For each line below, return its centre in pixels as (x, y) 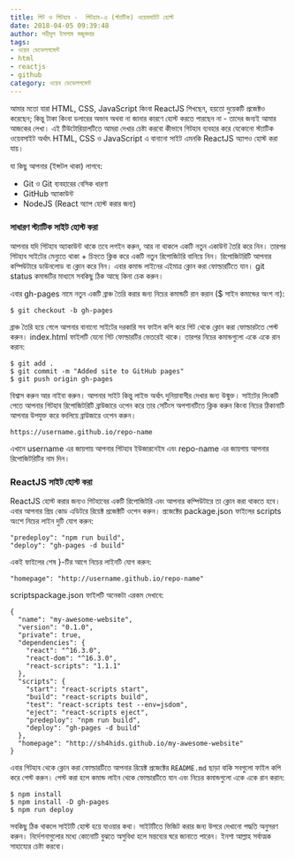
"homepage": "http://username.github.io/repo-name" (107, 579)
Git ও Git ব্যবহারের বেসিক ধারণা (65, 183)
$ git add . (32, 364)
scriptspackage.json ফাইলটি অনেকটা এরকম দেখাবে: (87, 595)
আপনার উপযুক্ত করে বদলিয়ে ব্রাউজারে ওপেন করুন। (73, 415)
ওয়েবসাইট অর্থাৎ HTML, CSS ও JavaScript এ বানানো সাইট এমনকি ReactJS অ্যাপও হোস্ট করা (144, 138)
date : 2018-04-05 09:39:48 (60, 26)
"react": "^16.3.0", (64, 651)
